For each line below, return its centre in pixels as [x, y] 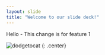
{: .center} [54, 46]
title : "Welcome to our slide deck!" [53, 17]
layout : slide [24, 12]
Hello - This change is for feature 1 [48, 34]
